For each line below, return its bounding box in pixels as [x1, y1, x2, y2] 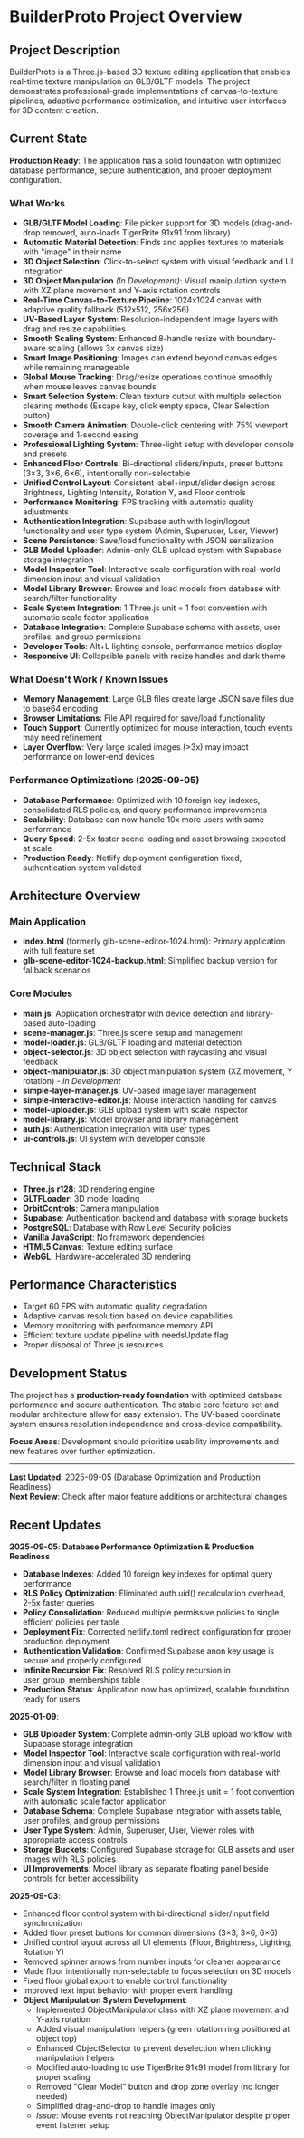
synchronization [22, 1917, 83, 1928]
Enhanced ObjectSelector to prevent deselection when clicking [35, 2042, 271, 2053]
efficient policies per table [22, 1616, 120, 1627]
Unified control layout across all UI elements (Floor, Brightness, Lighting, [22, 1936, 292, 1948]
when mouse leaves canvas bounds [22, 381, 157, 392]
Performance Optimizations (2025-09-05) [9, 774, 200, 787]
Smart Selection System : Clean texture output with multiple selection [22, 391, 282, 402]
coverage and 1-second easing [22, 429, 138, 440]
